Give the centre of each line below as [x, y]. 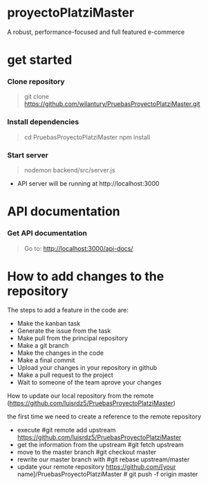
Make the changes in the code [60, 353]
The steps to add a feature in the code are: [68, 310]
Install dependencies [43, 122]
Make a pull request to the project [65, 375]
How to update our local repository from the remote [81, 396]
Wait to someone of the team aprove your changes [89, 382]
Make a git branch [43, 346]
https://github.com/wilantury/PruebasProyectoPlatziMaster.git [112, 104]
